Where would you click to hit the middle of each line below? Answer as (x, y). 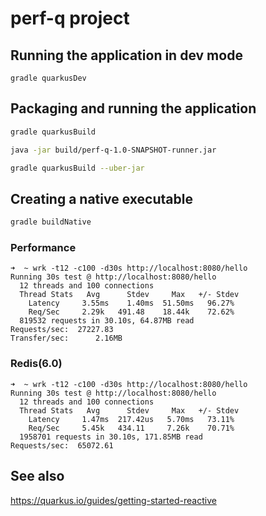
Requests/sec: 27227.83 (62, 330)
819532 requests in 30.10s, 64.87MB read (107, 321)
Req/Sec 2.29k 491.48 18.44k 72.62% (131, 312)
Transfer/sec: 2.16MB (66, 338)
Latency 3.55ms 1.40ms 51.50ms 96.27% (131, 303)
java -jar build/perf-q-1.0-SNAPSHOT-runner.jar (113, 150)
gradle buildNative (51, 222)
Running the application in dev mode (126, 55)
